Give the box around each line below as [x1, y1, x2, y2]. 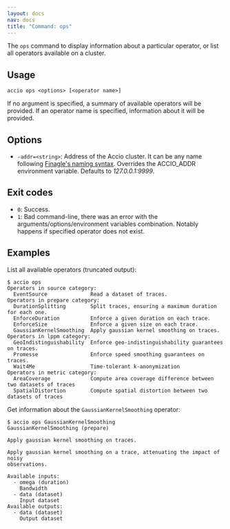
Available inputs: [7, 473, 60, 479]
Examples [7, 247, 50, 259]
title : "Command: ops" [7, 23, 72, 30]
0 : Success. [17, 205, 50, 214]
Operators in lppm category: [7, 333, 91, 340]
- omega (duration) [13, 479, 70, 486]
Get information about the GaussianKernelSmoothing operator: [7, 405, 180, 413]
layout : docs [7, 10, 45, 17]
